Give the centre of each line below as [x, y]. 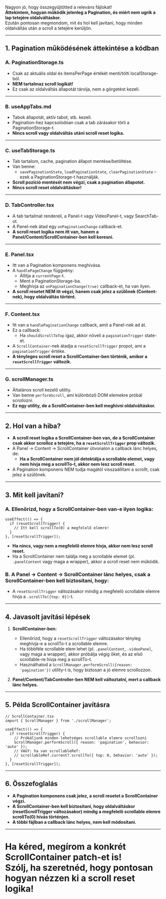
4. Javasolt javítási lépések [48, 617]
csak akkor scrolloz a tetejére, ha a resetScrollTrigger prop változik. [84, 443]
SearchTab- [147, 216]
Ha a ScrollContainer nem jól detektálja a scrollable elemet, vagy [87, 459]
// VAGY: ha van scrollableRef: [47, 751]
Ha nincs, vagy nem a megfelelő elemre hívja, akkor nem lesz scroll [83, 546]
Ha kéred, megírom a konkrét [65, 847]
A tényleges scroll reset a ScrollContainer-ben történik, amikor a [80, 356]
